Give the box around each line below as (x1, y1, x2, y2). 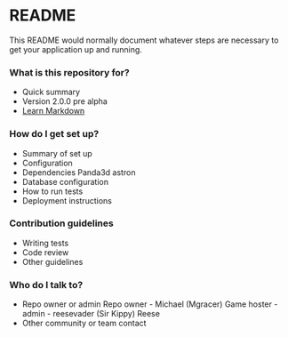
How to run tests (21, 186, 84, 197)
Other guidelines (21, 256, 84, 267)
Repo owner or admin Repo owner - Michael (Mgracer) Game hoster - (21, 299, 278, 309)
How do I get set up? (9, 128, 100, 140)
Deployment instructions (21, 195, 113, 205)
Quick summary (21, 86, 81, 98)
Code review (21, 246, 69, 258)
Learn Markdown (21, 106, 85, 116)
